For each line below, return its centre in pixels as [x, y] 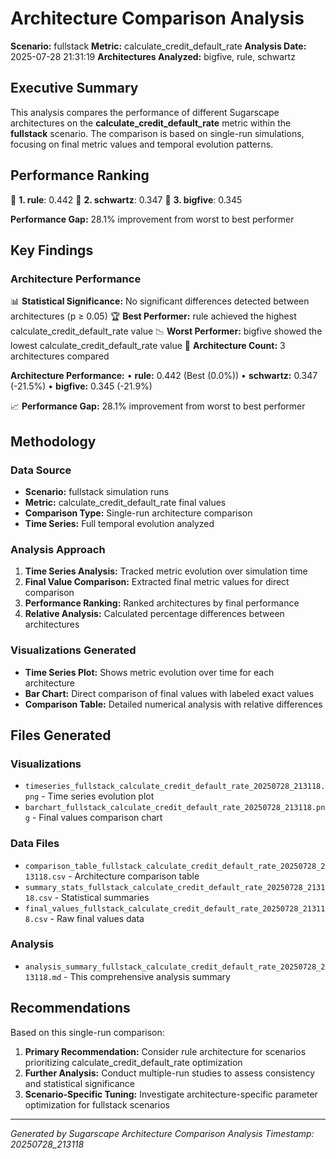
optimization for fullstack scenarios [97, 1104]
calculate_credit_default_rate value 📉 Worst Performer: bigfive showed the [166, 331]
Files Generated [61, 735]
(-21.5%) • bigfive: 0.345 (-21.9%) [81, 386]
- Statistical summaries [102, 897]
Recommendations [70, 1008]
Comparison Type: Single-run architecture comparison [138, 513]
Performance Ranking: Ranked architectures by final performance [162, 603]
